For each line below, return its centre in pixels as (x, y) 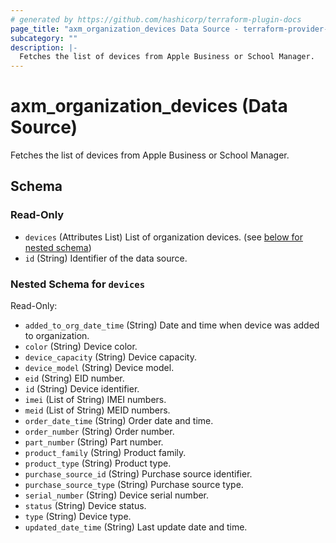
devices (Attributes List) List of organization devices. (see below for (163, 237)
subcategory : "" (44, 38)
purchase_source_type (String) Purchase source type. (134, 485)
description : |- (44, 47)
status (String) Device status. (85, 506)
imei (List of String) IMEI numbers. (95, 400)
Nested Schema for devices (78, 284)
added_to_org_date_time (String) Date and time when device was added (172, 325)
